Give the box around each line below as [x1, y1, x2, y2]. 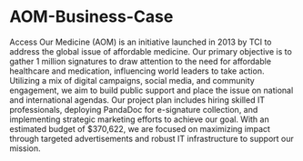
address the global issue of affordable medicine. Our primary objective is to [9, 45, 293, 56]
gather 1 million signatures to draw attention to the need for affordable [9, 55, 271, 66]
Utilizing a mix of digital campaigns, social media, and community [9, 75, 255, 86]
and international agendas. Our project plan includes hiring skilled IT [9, 94, 266, 106]
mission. [9, 143, 41, 154]
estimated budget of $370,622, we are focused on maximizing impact [9, 123, 271, 134]
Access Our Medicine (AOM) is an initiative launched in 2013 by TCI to [9, 36, 272, 47]
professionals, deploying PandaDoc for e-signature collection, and [9, 104, 258, 115]
